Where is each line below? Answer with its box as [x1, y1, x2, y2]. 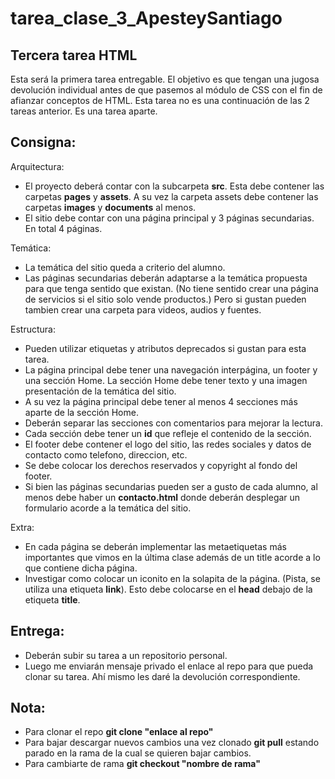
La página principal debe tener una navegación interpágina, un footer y [24, 363, 318, 376]
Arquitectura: [10, 160, 65, 172]
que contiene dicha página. [24, 562, 138, 574]
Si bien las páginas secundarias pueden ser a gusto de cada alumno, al [24, 480, 318, 492]
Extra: [10, 521, 35, 533]
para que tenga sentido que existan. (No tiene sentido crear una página [24, 282, 319, 294]
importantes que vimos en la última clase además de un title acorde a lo [24, 551, 321, 563]
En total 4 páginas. [24, 222, 103, 234]
